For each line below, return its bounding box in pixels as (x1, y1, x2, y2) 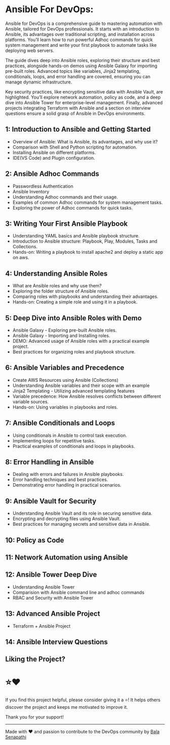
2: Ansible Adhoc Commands (5, 169, 100, 178)
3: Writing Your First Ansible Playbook (5, 219, 128, 228)
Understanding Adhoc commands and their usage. (12, 194, 118, 200)
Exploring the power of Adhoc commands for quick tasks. (12, 204, 133, 211)
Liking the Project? (5, 655, 66, 664)
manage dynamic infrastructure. (5, 79, 72, 85)
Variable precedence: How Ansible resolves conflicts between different (12, 393, 161, 399)
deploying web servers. (5, 47, 55, 53)
